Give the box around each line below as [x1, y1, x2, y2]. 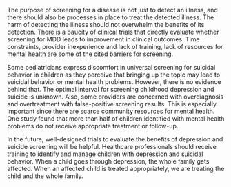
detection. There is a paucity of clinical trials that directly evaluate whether [7, 28, 219, 36]
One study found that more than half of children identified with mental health [7, 115, 225, 123]
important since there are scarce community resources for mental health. [7, 107, 215, 115]
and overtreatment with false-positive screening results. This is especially [7, 100, 217, 108]
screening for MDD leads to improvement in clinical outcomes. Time [7, 35, 200, 43]
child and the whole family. [7, 172, 84, 180]
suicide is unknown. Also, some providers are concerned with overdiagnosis [7, 92, 224, 101]
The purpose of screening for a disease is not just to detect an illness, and [7, 6, 219, 14]
